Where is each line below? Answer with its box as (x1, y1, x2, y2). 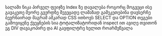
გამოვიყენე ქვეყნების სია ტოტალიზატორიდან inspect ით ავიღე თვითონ (5, 20, 157, 26)
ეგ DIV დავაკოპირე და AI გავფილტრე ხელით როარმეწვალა (5, 25, 133, 31)
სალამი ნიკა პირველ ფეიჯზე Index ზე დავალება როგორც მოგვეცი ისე (5, 4, 152, 10)
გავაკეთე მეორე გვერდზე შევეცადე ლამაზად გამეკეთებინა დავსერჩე (5, 9, 151, 15)
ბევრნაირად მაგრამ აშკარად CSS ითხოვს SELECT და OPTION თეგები (5, 15, 153, 20)
